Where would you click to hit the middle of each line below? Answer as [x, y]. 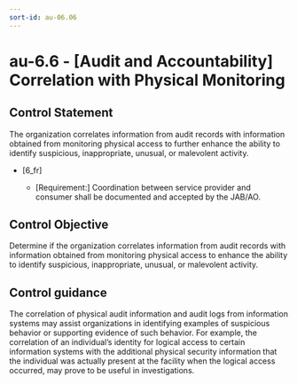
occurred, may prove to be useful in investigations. [102, 371]
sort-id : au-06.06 [43, 17]
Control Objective [59, 225]
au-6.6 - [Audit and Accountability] [141, 61]
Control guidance [59, 292]
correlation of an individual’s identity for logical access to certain [127, 342]
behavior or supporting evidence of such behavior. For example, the [133, 333]
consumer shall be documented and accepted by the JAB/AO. [148, 197]
